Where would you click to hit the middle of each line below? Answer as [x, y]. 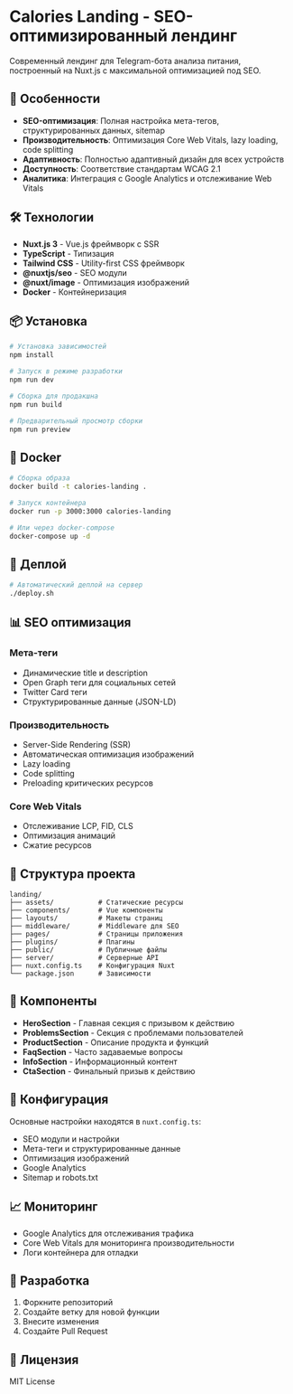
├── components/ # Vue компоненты [87, 910]
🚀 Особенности [55, 99]
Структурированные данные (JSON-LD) [99, 702]
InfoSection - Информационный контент [100, 1061]
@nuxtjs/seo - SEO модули [75, 272]
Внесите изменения [60, 1322]
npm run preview [40, 429]
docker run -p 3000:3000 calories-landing [90, 511]
